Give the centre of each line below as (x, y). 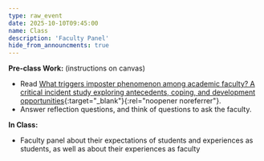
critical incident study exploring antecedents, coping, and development (137, 92)
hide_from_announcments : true (59, 46)
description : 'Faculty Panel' (59, 38)
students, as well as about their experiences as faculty (110, 149)
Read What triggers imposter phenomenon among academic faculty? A (137, 84)
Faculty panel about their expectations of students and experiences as (136, 140)
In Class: (23, 125)
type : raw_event (35, 16)
